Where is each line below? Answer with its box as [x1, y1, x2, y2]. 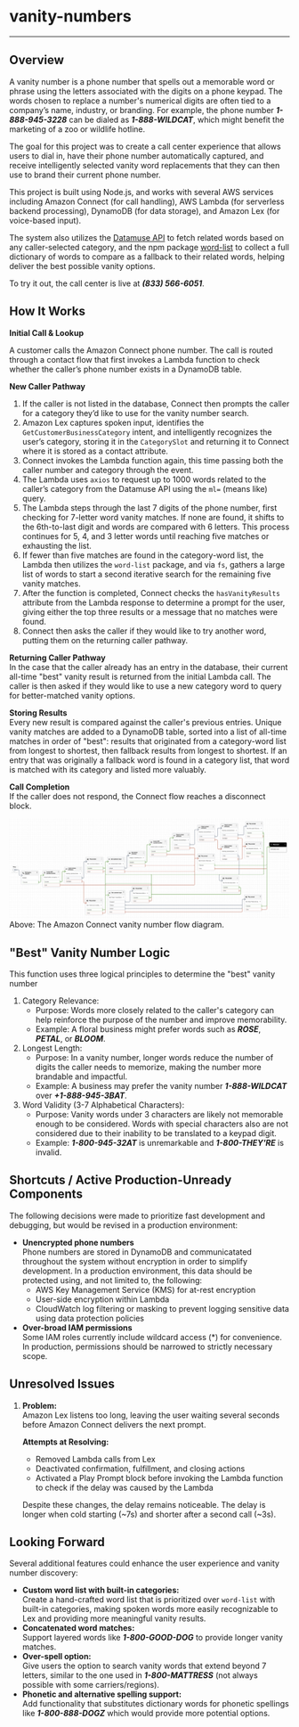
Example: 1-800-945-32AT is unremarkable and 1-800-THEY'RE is [35, 1138, 285, 1149]
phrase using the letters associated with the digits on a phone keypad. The [9, 86, 283, 96]
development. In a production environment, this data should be [21, 1265, 253, 1276]
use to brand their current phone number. [9, 169, 161, 180]
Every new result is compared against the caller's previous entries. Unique [9, 716, 282, 727]
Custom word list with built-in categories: [21, 1584, 180, 1596]
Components [9, 1187, 83, 1202]
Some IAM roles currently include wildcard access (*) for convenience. [21, 1331, 283, 1342]
